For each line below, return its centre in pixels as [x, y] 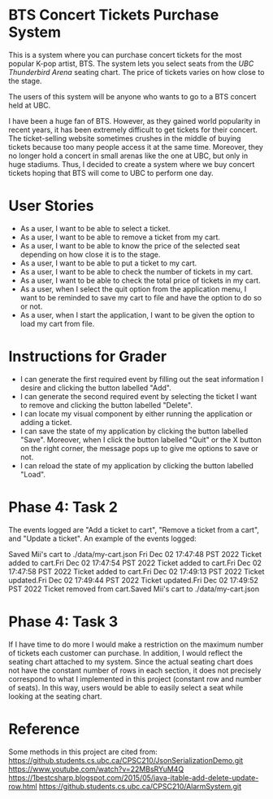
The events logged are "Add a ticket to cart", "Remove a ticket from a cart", [134, 529]
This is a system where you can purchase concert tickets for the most [125, 55]
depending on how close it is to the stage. [90, 254]
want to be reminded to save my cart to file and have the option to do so [141, 297]
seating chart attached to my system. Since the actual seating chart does [131, 661]
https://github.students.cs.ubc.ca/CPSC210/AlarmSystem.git [141, 786]
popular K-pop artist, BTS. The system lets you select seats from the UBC [131, 64]
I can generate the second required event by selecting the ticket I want [139, 396]
